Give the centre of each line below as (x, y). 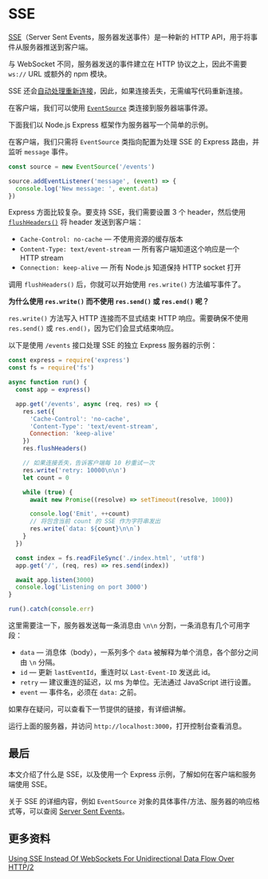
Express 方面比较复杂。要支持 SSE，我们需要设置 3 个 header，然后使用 (127, 212)
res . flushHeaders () (55, 449)
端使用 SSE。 (30, 784)
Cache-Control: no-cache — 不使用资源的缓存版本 (101, 239)
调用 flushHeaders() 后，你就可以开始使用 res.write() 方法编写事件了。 (127, 285)
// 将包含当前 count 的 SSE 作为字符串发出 (95, 522)
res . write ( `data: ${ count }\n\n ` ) (85, 529)
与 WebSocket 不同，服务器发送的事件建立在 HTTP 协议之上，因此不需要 (128, 64)
